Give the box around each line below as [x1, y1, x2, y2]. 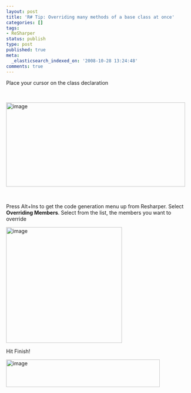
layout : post [6, 8, 38, 15]
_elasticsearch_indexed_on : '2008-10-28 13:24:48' [11, 58, 138, 64]
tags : [6, 25, 19, 31]
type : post [6, 42, 33, 48]
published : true [6, 47, 46, 53]
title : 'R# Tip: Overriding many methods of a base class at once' [6, 14, 175, 20]
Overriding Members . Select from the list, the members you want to [6, 209, 172, 217]
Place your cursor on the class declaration [6, 79, 109, 86]
